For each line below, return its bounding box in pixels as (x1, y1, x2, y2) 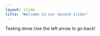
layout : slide (5, 7, 35, 12)
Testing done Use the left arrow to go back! (5, 25, 96, 31)
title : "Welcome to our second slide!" (5, 12, 89, 17)
